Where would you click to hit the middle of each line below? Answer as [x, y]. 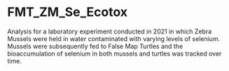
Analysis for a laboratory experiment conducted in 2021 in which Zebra [110, 31]
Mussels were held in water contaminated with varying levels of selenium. [114, 38]
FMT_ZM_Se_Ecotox [68, 12]
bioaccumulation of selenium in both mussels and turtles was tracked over [114, 54]
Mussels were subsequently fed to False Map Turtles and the [95, 46]
